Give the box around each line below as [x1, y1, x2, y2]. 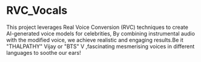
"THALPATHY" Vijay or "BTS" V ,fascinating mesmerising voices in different [6, 43, 195, 50]
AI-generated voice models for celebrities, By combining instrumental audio [6, 29, 196, 37]
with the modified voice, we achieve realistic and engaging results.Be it [6, 36, 183, 43]
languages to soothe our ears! [6, 49, 81, 56]
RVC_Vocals [6, 4, 68, 17]
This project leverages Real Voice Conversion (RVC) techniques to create [6, 23, 189, 31]
